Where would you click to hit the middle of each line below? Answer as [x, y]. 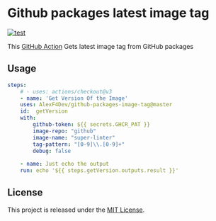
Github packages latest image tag [108, 13]
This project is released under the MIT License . [76, 210]
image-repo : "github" [65, 131]
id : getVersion [44, 111]
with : [28, 118]
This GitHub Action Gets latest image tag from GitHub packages [100, 46]
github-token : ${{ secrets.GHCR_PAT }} [92, 125]
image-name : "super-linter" [74, 137]
